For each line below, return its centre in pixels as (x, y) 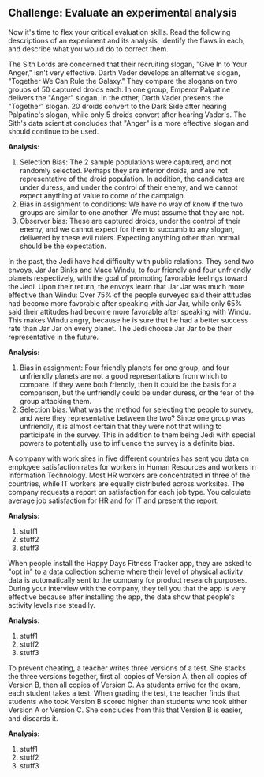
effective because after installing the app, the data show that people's (121, 597)
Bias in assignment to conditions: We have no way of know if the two (131, 204)
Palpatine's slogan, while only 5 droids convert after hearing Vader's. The (127, 115)
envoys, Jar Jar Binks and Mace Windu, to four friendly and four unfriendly (130, 270)
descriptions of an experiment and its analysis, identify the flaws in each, (127, 40)
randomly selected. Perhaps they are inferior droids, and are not (124, 170)
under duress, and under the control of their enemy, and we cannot (128, 187)
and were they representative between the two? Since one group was (132, 417)
